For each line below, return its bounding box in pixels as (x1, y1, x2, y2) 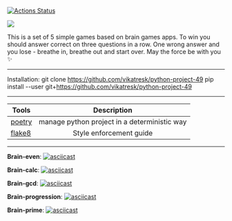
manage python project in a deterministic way (39, 117, 187, 126)
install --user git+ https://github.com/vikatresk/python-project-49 (7, 83, 192, 90)
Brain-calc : (7, 166, 40, 174)
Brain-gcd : (7, 180, 39, 187)
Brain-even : (7, 153, 42, 160)
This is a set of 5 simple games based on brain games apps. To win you (7, 33, 211, 41)
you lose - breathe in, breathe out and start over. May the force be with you (7, 48, 221, 55)
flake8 (10, 128, 31, 137)
